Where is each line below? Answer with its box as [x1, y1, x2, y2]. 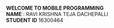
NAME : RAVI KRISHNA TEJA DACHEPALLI [6, 11, 109, 17]
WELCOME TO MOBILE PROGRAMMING [6, 5, 104, 11]
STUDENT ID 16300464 [6, 17, 64, 23]
